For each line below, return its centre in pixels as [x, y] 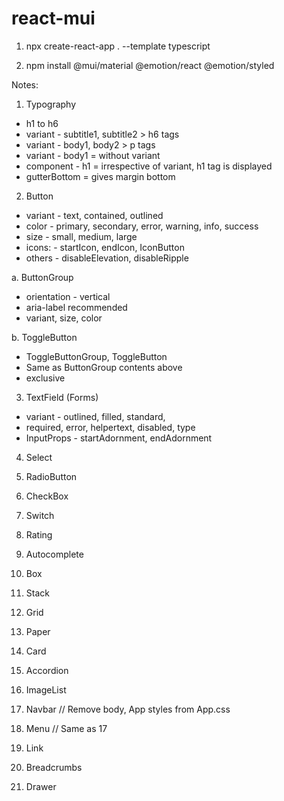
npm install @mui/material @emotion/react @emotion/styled [150, 65]
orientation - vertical [68, 296]
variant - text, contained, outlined [94, 215]
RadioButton [51, 476]
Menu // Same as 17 [66, 728]
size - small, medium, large [81, 236]
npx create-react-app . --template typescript [118, 46]
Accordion [47, 670]
